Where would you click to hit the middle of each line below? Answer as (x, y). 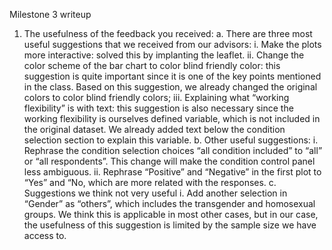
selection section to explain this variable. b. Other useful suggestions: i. (171, 140)
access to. (45, 235)
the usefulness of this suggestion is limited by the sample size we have (170, 225)
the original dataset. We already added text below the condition (154, 129)
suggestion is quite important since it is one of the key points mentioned (172, 76)
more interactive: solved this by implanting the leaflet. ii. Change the (164, 55)
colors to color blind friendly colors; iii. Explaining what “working (156, 97)
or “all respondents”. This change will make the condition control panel (169, 161)
